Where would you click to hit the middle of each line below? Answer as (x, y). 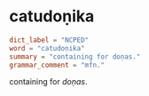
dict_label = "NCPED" (49, 40)
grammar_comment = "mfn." (57, 65)
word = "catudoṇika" (47, 48)
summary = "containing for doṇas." (75, 56)
